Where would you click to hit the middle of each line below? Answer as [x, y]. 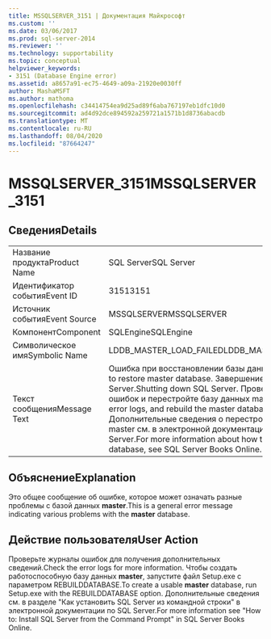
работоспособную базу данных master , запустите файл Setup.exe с [125, 576]
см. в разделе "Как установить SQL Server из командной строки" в [124, 602]
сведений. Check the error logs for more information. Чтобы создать [123, 568]
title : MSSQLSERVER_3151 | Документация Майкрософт [97, 16]
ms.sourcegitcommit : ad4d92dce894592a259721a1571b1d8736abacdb [117, 114]
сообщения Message [52, 409]
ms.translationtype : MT [48, 121]
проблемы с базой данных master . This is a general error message [121, 506]
